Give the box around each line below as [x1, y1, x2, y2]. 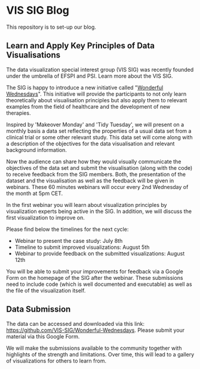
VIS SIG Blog [6, 4, 70, 17]
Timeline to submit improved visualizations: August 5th [14, 243, 150, 251]
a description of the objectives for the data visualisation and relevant [6, 140, 175, 147]
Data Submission [6, 304, 71, 315]
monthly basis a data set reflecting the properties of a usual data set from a [6, 127, 192, 135]
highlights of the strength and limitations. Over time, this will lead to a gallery [6, 350, 195, 358]
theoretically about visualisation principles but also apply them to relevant [6, 96, 187, 103]
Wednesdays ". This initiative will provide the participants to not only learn [6, 90, 187, 97]
